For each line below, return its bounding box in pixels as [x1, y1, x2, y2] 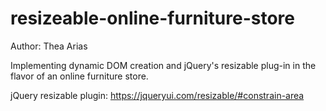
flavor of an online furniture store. [10, 70, 149, 82]
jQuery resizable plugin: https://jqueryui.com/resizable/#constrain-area [10, 89, 305, 101]
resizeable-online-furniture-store [10, 7, 295, 30]
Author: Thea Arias [10, 40, 88, 52]
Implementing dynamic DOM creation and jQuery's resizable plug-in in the [10, 59, 317, 71]
